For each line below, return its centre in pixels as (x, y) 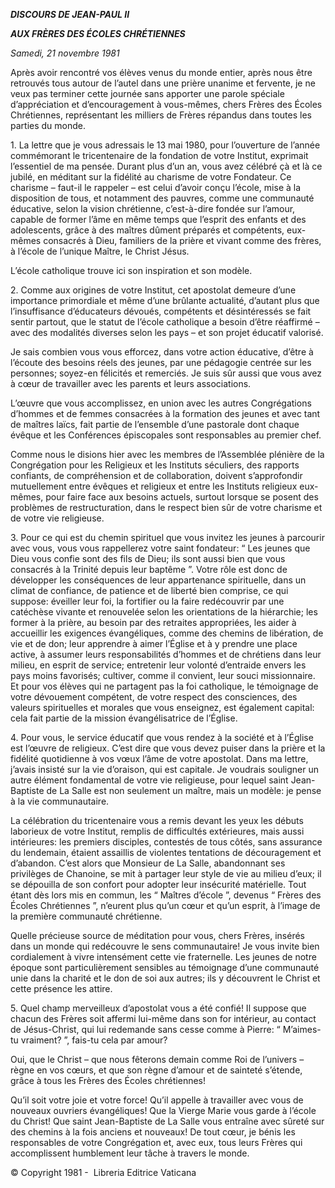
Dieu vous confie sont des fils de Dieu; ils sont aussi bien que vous (148, 558)
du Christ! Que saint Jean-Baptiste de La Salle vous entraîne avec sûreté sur (167, 1121)
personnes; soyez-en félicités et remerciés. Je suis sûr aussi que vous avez (166, 373)
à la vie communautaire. (60, 801)
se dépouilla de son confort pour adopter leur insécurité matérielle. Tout (158, 884)
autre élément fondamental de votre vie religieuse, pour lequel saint (149, 780)
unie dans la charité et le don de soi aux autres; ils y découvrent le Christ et (165, 978)
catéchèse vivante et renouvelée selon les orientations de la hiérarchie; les (164, 612)
